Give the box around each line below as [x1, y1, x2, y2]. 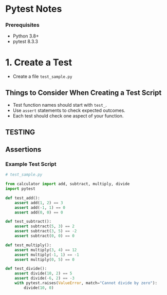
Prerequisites [5, 22, 40, 29]
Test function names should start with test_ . [12, 102, 107, 108]
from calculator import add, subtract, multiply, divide [5, 182, 130, 187]
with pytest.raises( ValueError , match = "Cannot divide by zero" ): [14, 281, 158, 286]
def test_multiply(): [5, 242, 52, 248]
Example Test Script [5, 160, 57, 167]
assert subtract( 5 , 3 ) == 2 [14, 224, 75, 229]
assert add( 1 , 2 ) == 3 [14, 200, 63, 205]
